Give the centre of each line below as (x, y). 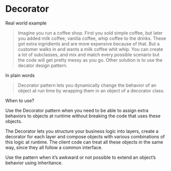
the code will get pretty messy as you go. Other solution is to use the (90, 60)
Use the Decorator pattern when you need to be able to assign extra (77, 110)
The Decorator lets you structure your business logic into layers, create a (82, 131)
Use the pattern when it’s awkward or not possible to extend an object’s (81, 157)
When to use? (20, 101)
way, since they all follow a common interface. (54, 147)
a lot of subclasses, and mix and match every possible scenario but (89, 55)
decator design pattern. (43, 65)
